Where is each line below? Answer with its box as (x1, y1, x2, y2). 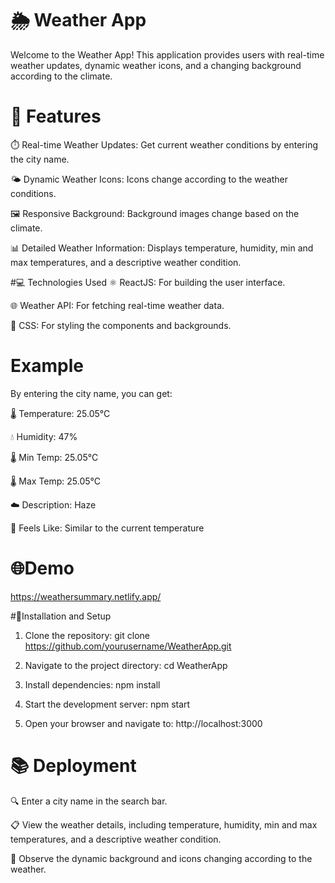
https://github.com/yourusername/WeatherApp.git (24, 640, 232, 652)
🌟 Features (10, 105, 102, 128)
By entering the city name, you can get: (10, 387, 173, 399)
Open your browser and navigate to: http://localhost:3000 (24, 717, 263, 729)
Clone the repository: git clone (24, 629, 150, 641)
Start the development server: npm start (24, 698, 191, 710)
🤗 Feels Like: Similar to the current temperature (10, 522, 205, 534)
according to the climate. (10, 70, 113, 82)
